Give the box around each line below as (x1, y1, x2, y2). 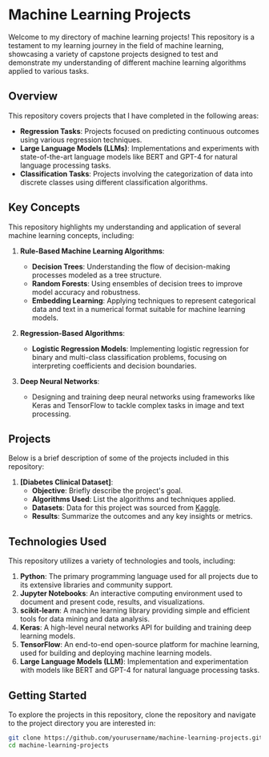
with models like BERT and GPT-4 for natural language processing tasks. (19, 666, 260, 675)
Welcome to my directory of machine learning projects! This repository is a (8, 32, 255, 42)
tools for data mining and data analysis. (19, 614, 151, 624)
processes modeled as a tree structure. (31, 270, 162, 280)
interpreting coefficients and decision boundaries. (31, 361, 197, 370)
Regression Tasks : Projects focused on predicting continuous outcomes (19, 126, 259, 136)
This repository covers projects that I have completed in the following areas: (8, 111, 259, 120)
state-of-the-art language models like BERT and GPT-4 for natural (19, 152, 238, 161)
